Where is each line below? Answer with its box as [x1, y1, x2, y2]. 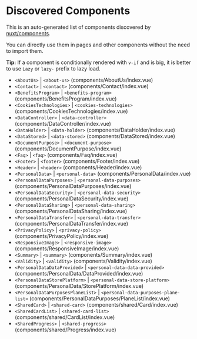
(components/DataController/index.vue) [14, 120, 112, 127]
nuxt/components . [6, 29, 51, 36]
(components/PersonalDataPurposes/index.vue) [14, 182, 132, 189]
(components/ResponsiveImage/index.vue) [14, 245, 119, 252]
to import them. [6, 47, 44, 54]
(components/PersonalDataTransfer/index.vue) [14, 220, 128, 227]
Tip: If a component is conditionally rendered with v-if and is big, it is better [6, 59, 191, 66]
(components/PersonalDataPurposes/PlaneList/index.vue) [29, 295, 171, 302]
